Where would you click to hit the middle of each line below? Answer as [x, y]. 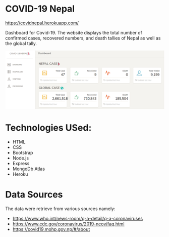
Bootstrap [23, 152]
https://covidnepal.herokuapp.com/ [42, 23]
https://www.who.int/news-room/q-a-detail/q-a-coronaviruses [77, 218]
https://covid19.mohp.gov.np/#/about [51, 229]
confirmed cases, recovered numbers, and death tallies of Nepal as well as [83, 38]
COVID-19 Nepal [40, 9]
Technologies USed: [48, 128]
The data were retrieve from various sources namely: [60, 209]
